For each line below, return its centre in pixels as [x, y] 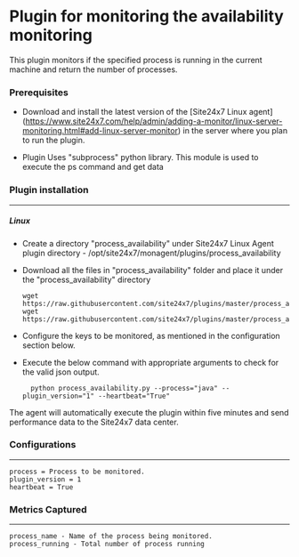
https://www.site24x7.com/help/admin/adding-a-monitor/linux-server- [154, 121]
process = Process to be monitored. [77, 472]
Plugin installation [49, 190]
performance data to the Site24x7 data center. [94, 422]
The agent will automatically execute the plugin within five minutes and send [149, 412]
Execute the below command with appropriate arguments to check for [150, 362]
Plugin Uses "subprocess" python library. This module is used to [141, 157]
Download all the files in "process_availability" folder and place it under [152, 270]
